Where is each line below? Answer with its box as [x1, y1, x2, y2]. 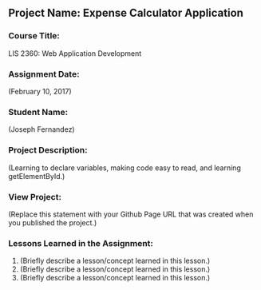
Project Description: [8, 145, 88, 156]
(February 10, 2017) [8, 86, 72, 96]
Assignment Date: [8, 68, 80, 79]
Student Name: [8, 106, 69, 117]
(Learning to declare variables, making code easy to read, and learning [8, 163, 241, 173]
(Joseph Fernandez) [8, 125, 75, 134]
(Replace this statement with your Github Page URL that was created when [8, 209, 254, 219]
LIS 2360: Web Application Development [8, 48, 142, 58]
